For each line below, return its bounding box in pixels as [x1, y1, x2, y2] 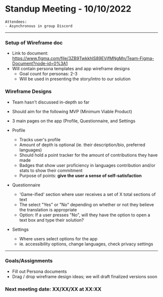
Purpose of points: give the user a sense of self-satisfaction [19, 173, 142, 178]
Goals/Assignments [5, 257, 53, 264]
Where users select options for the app [19, 236, 98, 241]
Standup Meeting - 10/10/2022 [5, 3, 131, 15]
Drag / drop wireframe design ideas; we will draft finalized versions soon [12, 273, 158, 279]
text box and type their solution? [19, 217, 84, 223]
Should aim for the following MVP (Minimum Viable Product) [12, 108, 132, 114]
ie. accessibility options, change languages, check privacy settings [19, 241, 154, 247]
